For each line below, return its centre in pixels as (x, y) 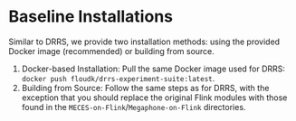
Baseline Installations (91, 17)
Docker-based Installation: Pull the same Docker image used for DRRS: (153, 69)
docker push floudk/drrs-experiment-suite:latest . (118, 78)
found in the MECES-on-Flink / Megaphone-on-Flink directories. (134, 107)
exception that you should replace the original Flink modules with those (154, 98)
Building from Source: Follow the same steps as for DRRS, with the (145, 88)
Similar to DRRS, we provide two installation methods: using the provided (144, 42)
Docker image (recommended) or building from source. (111, 51)
